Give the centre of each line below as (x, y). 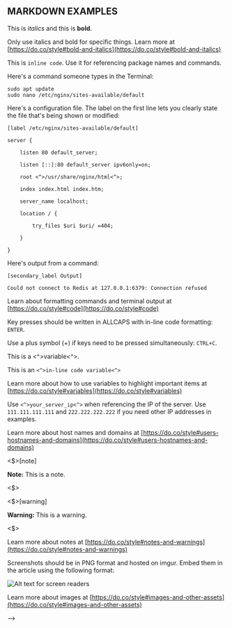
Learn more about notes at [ (47, 542)
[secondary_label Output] (45, 276)
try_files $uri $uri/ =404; (73, 226)
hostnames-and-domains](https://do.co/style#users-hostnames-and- (108, 440)
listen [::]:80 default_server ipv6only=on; (85, 164)
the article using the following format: (61, 570)
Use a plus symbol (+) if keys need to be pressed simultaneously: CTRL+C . (112, 343)
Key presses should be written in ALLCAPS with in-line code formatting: (110, 322)
